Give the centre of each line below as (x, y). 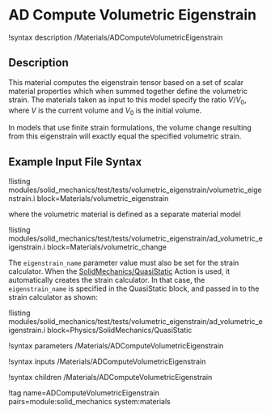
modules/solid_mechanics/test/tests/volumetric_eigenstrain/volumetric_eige (135, 190)
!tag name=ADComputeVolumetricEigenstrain (84, 393)
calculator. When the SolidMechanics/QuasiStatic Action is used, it (119, 271)
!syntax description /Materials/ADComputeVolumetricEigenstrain (116, 37)
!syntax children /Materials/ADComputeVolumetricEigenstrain (110, 378)
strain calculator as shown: (53, 297)
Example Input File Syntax (75, 162)
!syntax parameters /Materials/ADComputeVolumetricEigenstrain (116, 346)
